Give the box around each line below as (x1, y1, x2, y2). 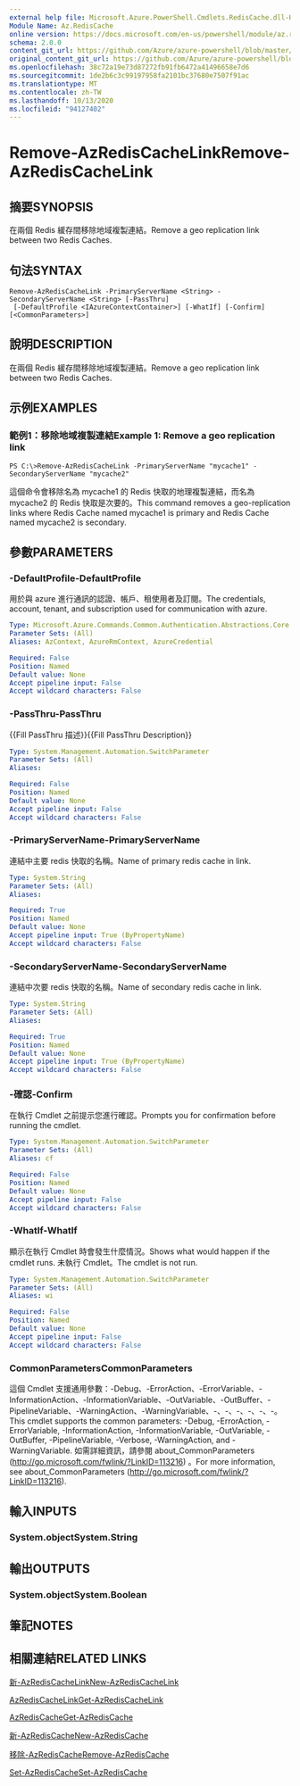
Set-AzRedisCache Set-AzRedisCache (9, 1766, 148, 1777)
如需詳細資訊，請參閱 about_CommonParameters (74, 1445, 255, 1456)
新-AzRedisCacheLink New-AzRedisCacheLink (9, 1676, 179, 1687)
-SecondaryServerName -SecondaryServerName (9, 960, 228, 973)
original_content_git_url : (9, 54, 110, 63)
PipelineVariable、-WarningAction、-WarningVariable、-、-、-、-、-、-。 (9, 1406, 283, 1416)
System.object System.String (9, 1532, 138, 1544)
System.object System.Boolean (9, 1588, 147, 1600)
